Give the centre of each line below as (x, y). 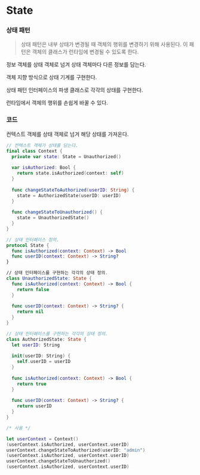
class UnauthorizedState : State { (49, 279)
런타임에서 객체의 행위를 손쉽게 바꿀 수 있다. (57, 103)
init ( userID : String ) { (41, 356)
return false (33, 289)
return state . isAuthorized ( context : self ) (70, 173)
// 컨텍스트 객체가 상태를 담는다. (42, 145)
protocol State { (28, 245)
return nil (30, 312)
